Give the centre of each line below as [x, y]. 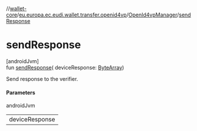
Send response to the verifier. [42, 78]
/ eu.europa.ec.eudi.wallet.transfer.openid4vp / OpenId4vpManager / [98, 15]
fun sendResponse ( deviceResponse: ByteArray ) [65, 67]
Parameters [21, 92]
